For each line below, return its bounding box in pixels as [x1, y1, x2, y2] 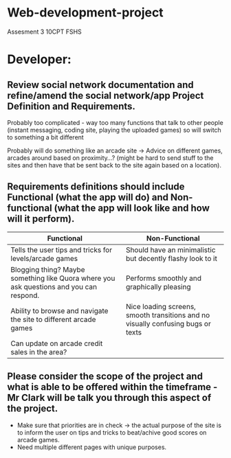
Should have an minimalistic [126, 245, 216, 255]
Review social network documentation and [7, 79, 194, 91]
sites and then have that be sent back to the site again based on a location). [7, 161, 222, 169]
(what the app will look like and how [54, 203, 210, 214]
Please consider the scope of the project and [7, 371, 203, 382]
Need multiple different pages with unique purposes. [16, 443, 167, 451]
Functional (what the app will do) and [7, 192, 169, 203]
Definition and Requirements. [7, 100, 136, 112]
